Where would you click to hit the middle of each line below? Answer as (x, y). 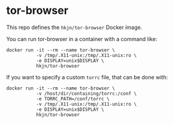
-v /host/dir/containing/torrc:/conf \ (86, 93)
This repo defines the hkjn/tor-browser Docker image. (74, 27)
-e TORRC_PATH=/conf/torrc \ (73, 99)
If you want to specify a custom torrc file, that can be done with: (87, 77)
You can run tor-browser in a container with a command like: (82, 39)
